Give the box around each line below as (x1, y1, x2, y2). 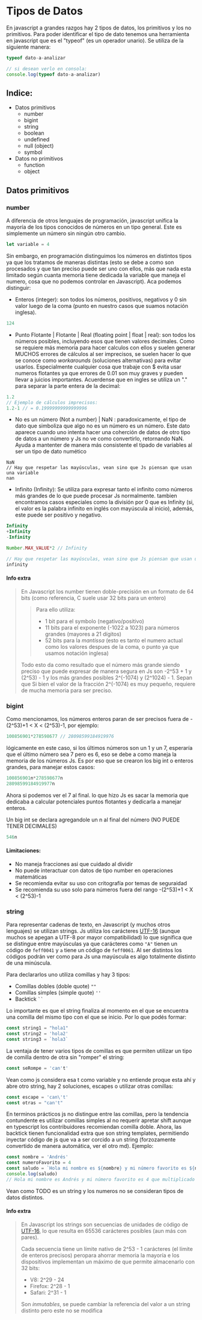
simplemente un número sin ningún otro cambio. (6, 230, 126, 237)
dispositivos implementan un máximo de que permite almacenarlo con (20, 1258, 195, 1265)
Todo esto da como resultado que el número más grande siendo (20, 661, 180, 668)
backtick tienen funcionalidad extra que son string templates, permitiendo (6, 1129, 189, 1137)
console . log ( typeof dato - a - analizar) (6, 71, 101, 78)
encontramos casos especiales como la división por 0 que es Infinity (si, (14, 499, 194, 506)
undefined (23, 136, 50, 143)
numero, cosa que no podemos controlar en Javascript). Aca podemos (6, 278, 182, 285)
